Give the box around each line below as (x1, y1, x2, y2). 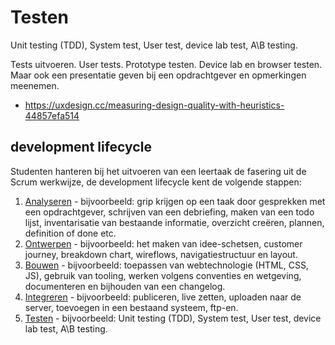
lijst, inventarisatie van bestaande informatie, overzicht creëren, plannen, (24, 216, 325, 228)
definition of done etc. (24, 227, 117, 239)
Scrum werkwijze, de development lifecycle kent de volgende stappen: (10, 176, 302, 188)
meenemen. (10, 79, 60, 91)
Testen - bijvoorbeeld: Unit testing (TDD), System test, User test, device (24, 312, 322, 324)
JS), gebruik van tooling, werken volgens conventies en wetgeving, (24, 269, 302, 281)
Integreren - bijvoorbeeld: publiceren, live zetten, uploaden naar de (24, 291, 302, 303)
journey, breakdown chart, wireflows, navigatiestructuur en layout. (24, 248, 298, 260)
